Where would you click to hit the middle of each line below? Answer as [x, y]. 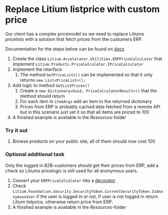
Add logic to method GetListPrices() [51, 85]
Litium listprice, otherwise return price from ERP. [62, 201]
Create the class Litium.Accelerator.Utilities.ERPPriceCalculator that [87, 58]
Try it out [17, 130]
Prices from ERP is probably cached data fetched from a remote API [90, 106]
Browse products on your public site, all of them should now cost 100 [84, 141]
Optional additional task [35, 154]
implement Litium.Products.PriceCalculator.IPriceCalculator [78, 64]
